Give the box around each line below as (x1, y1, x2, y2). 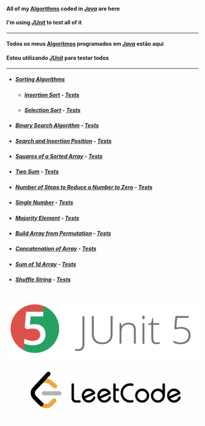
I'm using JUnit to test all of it (6, 19, 82, 26)
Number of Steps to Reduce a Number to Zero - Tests (15, 183, 153, 190)
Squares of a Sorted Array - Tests (15, 153, 103, 160)
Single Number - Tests (15, 199, 74, 206)
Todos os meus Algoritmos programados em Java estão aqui (6, 40, 164, 48)
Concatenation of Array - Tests (15, 245, 96, 253)
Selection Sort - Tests (24, 106, 81, 114)
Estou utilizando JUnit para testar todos (6, 54, 109, 61)
